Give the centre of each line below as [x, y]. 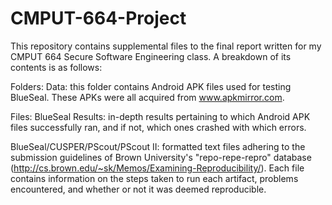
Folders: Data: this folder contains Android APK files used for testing [151, 86]
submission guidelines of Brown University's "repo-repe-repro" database [161, 157]
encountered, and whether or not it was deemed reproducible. [138, 189]
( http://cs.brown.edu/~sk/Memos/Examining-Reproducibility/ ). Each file [157, 168]
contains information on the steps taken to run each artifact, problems [154, 178]
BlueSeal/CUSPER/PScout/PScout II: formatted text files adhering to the [158, 146]
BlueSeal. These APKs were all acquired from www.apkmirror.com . [147, 97]
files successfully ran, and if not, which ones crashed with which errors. [158, 127]
